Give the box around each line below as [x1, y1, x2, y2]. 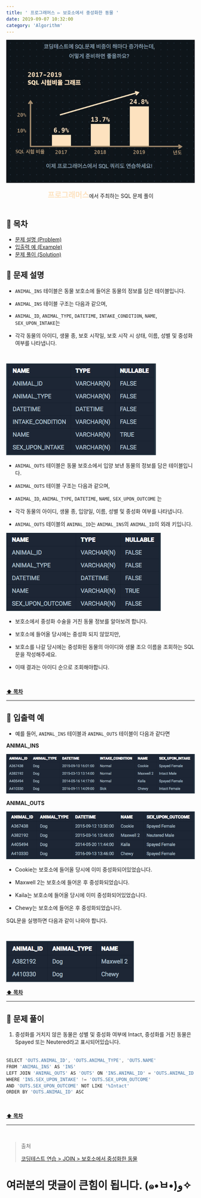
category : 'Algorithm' [6, 22, 63, 28]
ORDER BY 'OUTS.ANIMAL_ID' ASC [6, 1089, 84, 1095]
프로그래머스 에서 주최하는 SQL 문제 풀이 [47, 190, 154, 201]
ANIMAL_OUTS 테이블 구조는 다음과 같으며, [14, 482, 110, 489]
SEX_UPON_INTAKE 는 [14, 319, 61, 326]
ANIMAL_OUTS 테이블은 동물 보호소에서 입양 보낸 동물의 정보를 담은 [14, 461, 167, 469]
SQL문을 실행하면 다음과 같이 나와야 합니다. [6, 917, 108, 925]
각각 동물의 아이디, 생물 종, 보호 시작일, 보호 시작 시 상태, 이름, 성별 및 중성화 [14, 332, 193, 339]
